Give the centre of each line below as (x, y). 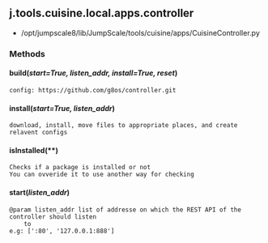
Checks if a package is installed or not (80, 168)
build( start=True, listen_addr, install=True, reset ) (94, 73)
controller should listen (53, 217)
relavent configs (38, 133)
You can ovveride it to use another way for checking (102, 175)
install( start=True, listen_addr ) (62, 108)
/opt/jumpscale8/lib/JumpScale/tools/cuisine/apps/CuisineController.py (140, 32)
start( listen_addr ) (40, 192)
